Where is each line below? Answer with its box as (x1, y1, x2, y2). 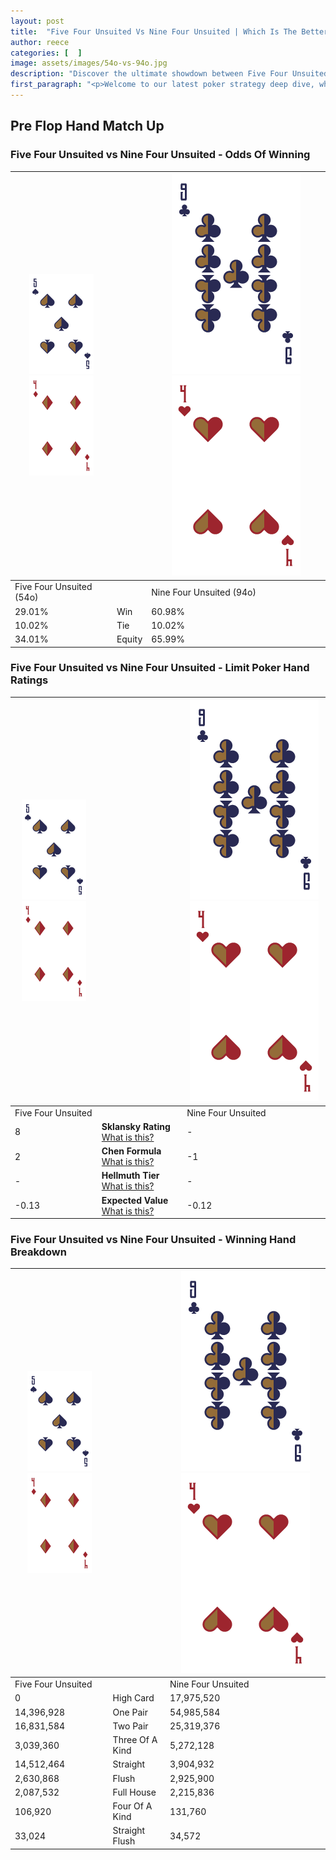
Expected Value (101, 1194, 169, 1206)
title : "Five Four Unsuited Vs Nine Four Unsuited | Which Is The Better (10, 26, 329, 37)
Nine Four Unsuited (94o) (151, 586, 257, 598)
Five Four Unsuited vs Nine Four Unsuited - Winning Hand (10, 1233, 297, 1247)
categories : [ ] (10, 48, 83, 58)
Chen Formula (101, 1145, 162, 1157)
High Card (112, 1692, 155, 1704)
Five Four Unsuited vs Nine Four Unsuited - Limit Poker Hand (10, 661, 310, 675)
